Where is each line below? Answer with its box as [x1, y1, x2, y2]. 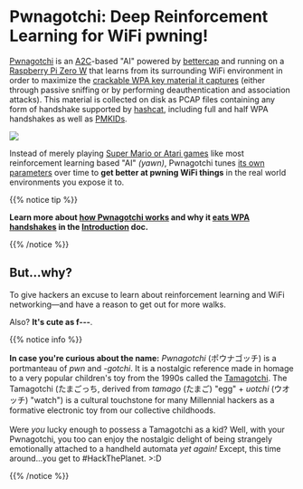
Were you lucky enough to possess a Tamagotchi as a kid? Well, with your [9, 424, 285, 435]
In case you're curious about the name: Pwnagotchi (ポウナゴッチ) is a [9, 352, 278, 363]
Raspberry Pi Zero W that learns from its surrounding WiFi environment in [9, 65, 283, 76]
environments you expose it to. [9, 177, 125, 187]
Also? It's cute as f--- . [9, 316, 93, 327]
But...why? [9, 265, 72, 281]
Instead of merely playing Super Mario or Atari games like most [9, 148, 244, 158]
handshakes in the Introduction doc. [9, 221, 149, 232]
